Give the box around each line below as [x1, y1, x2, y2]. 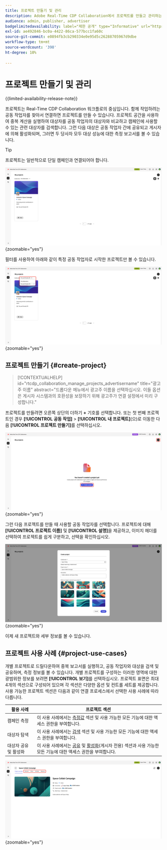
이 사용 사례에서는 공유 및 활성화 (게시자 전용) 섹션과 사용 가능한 [36, 743, 159, 748]
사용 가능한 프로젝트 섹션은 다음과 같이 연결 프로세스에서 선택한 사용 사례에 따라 [5, 688, 159, 694]
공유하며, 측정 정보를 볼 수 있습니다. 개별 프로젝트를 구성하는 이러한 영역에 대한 [5, 669, 158, 675]
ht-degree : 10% [5, 50, 37, 55]
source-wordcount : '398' [5, 45, 57, 50]
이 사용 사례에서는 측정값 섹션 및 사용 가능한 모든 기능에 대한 [36, 714, 153, 720]
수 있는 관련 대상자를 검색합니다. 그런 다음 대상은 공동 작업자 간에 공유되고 [5, 124, 148, 130]
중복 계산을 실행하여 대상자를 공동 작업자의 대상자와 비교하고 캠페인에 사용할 [10, 118, 158, 124]
